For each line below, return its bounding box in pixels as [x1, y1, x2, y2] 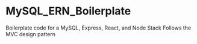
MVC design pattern [5, 30, 55, 37]
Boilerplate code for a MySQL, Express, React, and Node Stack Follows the [5, 24, 192, 31]
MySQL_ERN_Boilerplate [5, 4, 131, 18]
